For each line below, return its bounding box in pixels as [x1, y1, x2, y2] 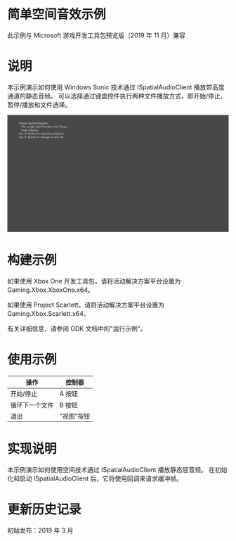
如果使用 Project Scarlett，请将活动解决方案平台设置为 [7, 300, 165, 309]
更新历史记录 [7, 502, 82, 518]
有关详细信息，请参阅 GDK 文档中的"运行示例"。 [7, 324, 147, 333]
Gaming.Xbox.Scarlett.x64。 [7, 309, 90, 317]
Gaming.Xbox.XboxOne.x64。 [7, 286, 95, 294]
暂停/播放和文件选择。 [7, 100, 72, 109]
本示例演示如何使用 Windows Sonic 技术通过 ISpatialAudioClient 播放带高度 [7, 82, 225, 91]
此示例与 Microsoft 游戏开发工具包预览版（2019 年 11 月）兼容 [7, 31, 186, 39]
